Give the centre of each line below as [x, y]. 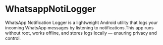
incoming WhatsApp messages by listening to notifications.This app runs [80, 27]
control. [13, 38]
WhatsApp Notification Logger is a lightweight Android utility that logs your [81, 22]
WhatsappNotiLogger [51, 9]
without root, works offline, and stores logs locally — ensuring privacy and [81, 33]
